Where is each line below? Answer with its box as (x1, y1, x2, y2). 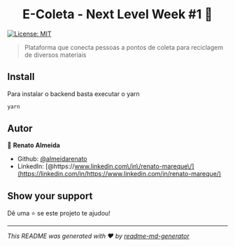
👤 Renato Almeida (7, 141, 61, 149)
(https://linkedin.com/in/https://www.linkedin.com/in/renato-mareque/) (17, 170, 222, 178)
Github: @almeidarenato (17, 154, 87, 163)
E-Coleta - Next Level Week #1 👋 (22, 6, 213, 22)
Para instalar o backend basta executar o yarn (7, 89, 140, 98)
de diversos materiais (24, 51, 87, 59)
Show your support (7, 189, 93, 202)
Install (7, 71, 35, 83)
